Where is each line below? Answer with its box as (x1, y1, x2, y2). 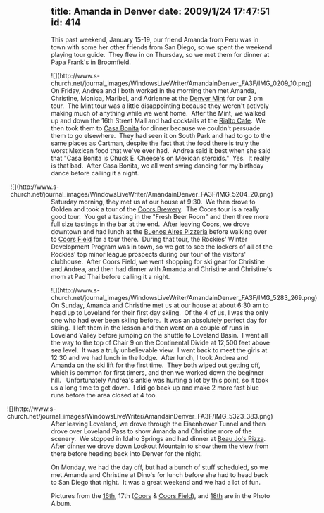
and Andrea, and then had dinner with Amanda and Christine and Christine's (51, 264, 273, 273)
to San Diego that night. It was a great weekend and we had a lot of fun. (51, 478, 261, 486)
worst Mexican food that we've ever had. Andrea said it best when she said (51, 146, 271, 154)
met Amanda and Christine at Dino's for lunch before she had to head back (51, 470, 268, 478)
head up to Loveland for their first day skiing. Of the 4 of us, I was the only (51, 308, 268, 316)
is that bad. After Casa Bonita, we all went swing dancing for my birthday (51, 161, 264, 170)
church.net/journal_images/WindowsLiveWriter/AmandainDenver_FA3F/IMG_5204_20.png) (10, 190, 273, 198)
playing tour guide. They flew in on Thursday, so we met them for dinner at (51, 50, 270, 58)
